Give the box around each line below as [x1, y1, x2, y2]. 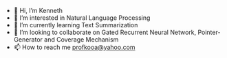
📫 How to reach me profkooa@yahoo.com [13, 43, 136, 51]
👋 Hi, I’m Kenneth [13, 7, 63, 14]
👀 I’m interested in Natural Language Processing [13, 14, 151, 22]
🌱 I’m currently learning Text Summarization [13, 21, 138, 29]
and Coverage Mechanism [44, 35, 119, 44]
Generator [13, 35, 43, 44]
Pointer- [197, 28, 221, 36]
